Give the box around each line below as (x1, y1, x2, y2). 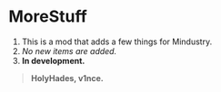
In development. (21, 55, 85, 66)
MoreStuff (8, 6, 87, 27)
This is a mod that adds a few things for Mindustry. (21, 36, 213, 47)
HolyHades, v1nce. (30, 72, 104, 83)
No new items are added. (21, 45, 117, 56)
